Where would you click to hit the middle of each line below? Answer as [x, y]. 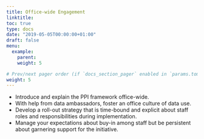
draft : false [23, 40]
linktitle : [20, 18]
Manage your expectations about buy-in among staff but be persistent [103, 123]
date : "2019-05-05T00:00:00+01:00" [51, 35]
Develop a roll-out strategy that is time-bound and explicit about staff [102, 110]
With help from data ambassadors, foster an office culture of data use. [103, 104]
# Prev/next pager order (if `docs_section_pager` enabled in [87, 74]
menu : [13, 46]
